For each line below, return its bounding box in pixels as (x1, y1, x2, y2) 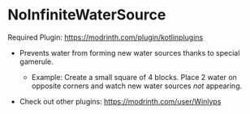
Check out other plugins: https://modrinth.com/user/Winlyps (19, 96, 222, 106)
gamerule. (19, 57, 54, 66)
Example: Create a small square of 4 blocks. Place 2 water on (31, 72, 237, 82)
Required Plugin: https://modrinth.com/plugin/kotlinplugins (7, 32, 204, 42)
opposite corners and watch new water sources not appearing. (31, 81, 243, 91)
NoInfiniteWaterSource (7, 6, 166, 24)
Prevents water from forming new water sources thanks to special (19, 48, 240, 57)
